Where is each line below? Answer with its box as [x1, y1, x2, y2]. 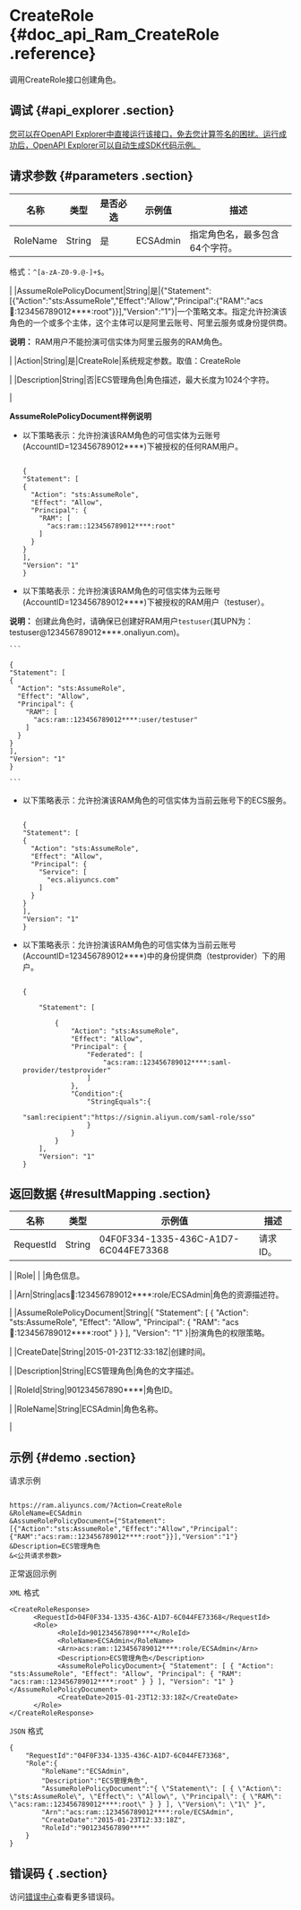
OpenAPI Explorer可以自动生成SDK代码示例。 [32, 140, 202, 151]
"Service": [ [39, 867, 88, 876]
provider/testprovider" [21, 1065, 112, 1075]
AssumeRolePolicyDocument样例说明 [9, 410, 152, 421]
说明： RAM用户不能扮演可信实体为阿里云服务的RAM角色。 [9, 336, 228, 347]
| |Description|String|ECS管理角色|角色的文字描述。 [9, 1365, 199, 1376]
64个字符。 [189, 241, 237, 254]
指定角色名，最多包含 [189, 228, 279, 240]
